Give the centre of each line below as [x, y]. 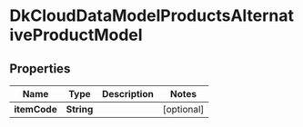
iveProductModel [76, 35]
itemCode [35, 109]
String [80, 109]
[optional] [183, 109]
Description [128, 94]
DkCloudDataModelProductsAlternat [151, 16]
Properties [40, 68]
